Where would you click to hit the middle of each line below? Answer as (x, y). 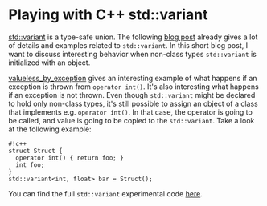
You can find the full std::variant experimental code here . (105, 193)
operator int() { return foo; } (70, 158)
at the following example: (50, 129)
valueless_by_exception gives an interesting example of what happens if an (133, 78)
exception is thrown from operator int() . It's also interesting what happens (133, 87)
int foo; (30, 165)
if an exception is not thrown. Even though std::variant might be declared (132, 95)
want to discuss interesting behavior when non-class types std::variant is (133, 54)
